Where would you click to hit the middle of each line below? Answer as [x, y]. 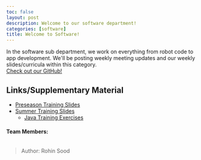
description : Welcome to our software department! [71, 23]
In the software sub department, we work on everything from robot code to [100, 52]
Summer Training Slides [45, 111]
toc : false [20, 12]
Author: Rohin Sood [45, 151]
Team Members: [27, 132]
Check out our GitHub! [34, 71]
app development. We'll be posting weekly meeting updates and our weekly [101, 58]
